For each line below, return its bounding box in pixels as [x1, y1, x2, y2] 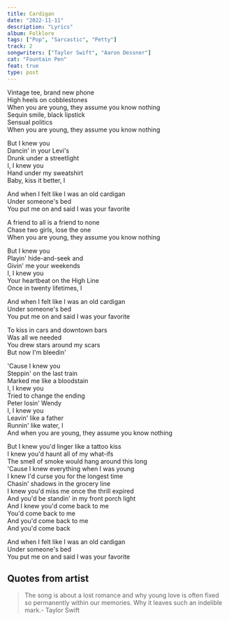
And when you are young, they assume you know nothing [7, 428, 173, 437]
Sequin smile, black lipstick [7, 110, 86, 119]
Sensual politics [7, 118, 53, 126]
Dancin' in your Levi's [7, 146, 70, 155]
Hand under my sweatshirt [7, 169, 84, 177]
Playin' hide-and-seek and [7, 253, 84, 263]
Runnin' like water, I [7, 421, 64, 429]
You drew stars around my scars [7, 340, 101, 349]
